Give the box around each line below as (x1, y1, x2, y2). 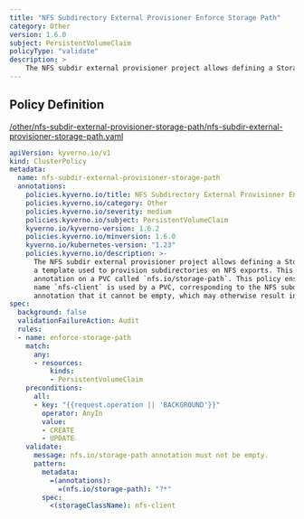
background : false (17, 308, 88, 317)
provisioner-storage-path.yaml (9, 130, 124, 141)
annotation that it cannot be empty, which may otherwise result (33, 291, 285, 300)
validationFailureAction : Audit (17, 316, 140, 326)
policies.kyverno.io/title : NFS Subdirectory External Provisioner (25, 191, 285, 200)
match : (25, 341, 51, 351)
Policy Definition (9, 97, 105, 113)
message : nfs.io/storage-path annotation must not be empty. (33, 451, 270, 460)
